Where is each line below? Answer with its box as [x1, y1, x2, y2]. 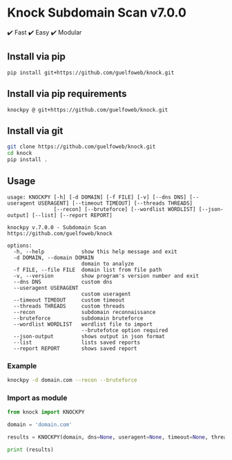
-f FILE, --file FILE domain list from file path [13, 266, 162, 273]
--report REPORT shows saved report [13, 344, 137, 352]
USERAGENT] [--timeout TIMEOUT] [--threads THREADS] [37, 199, 193, 207]
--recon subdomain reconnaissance [13, 309, 156, 315]
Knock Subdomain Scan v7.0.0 [7, 5, 186, 21]
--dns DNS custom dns [13, 278, 113, 285]
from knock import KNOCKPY [7, 409, 85, 416]
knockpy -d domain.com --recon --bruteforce [7, 377, 137, 384]
